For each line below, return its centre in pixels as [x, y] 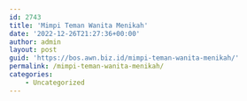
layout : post [33, 50]
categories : [31, 75]
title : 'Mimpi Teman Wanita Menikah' [79, 25]
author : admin [35, 42]
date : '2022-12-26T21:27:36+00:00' [75, 33]
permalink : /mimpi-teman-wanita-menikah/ [87, 67]
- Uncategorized [55, 83]
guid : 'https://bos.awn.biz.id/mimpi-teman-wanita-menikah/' [124, 58]
